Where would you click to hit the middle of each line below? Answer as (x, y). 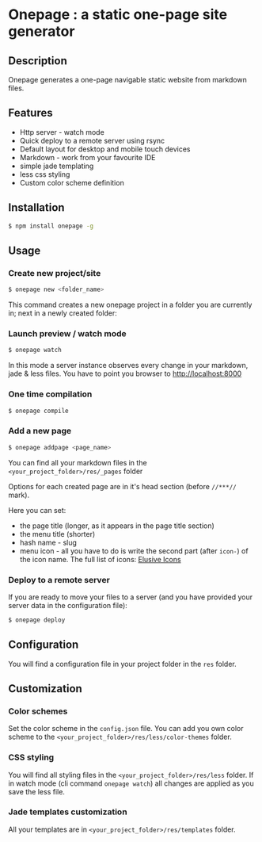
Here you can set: (37, 510)
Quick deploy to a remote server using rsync (92, 140)
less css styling (45, 174)
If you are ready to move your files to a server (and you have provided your (131, 597)
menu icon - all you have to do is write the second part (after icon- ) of (134, 551)
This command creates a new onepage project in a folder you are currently (130, 305)
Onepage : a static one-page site (118, 15)
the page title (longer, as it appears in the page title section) (117, 526)
